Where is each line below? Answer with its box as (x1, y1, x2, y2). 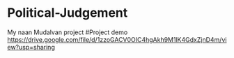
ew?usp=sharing (7, 43, 56, 51)
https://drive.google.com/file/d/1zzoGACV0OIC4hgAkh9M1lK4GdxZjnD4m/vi (7, 35, 227, 43)
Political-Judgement (7, 5, 128, 21)
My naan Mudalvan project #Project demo (7, 28, 128, 36)
